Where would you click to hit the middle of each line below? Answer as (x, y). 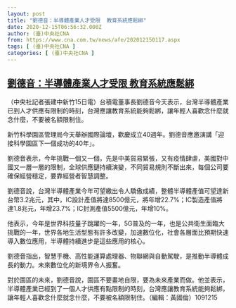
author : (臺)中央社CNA (38, 33)
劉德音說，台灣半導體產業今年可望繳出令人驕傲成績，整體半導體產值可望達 (115, 190)
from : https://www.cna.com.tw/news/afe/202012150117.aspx (94, 40)
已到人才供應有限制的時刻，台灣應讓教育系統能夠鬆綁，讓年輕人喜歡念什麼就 (118, 111)
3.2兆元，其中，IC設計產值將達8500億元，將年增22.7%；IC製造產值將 (121, 199)
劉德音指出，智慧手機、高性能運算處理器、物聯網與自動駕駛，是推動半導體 (115, 256)
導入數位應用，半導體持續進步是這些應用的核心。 (78, 241)
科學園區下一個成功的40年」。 (55, 143)
